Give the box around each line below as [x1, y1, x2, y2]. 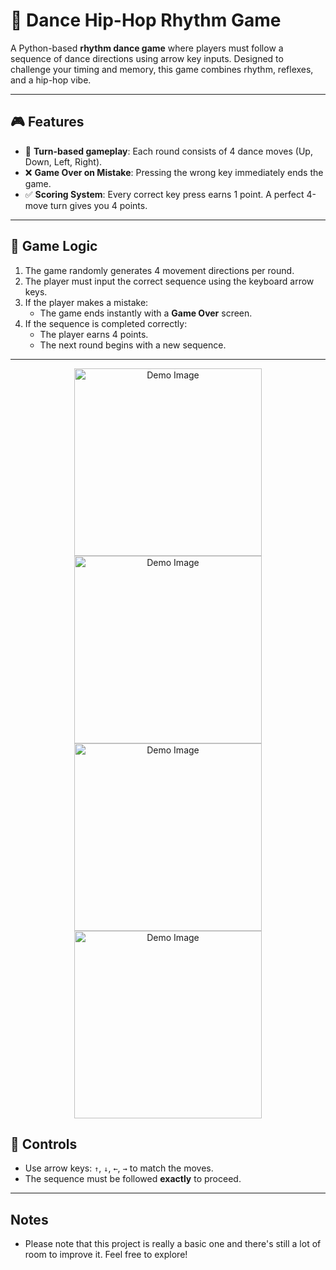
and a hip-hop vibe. [10, 74, 92, 86]
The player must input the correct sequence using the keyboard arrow [24, 275, 315, 287]
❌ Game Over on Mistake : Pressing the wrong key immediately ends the [24, 166, 324, 178]
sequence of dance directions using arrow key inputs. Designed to [10, 52, 284, 64]
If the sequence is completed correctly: [24, 317, 188, 329]
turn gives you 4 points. [49, 199, 148, 211]
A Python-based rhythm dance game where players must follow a [10, 42, 284, 54]
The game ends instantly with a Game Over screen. [39, 307, 253, 319]
